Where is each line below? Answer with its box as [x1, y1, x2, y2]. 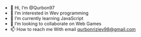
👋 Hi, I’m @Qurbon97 [10, 5, 55, 10]
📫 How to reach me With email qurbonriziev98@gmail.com [10, 26, 136, 32]
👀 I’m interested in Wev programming [10, 10, 89, 16]
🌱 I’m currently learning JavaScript [10, 15, 84, 21]
